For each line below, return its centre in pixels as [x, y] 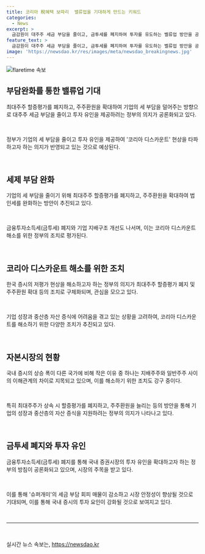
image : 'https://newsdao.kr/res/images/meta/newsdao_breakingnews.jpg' [99, 52]
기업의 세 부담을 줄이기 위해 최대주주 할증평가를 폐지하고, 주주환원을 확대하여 [98, 195]
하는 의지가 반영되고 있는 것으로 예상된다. [71, 146]
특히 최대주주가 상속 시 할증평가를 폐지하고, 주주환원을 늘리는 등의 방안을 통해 [98, 405]
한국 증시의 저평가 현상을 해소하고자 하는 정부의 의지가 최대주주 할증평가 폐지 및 [101, 284]
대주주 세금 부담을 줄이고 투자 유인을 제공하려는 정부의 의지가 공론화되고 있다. [105, 114]
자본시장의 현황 [33, 357]
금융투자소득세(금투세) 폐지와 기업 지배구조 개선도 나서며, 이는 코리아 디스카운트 [101, 228]
